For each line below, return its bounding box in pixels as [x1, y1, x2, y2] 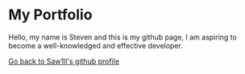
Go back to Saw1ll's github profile [8, 56, 119, 66]
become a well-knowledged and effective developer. [8, 40, 184, 50]
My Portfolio [8, 6, 93, 24]
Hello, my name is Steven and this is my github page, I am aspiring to [8, 32, 238, 42]
